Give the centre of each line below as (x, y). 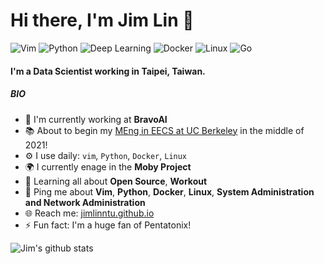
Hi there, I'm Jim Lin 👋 (102, 20)
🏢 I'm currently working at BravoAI (96, 119)
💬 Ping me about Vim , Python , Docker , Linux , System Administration (169, 191)
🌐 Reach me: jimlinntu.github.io (89, 213)
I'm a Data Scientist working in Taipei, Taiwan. (108, 71)
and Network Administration (85, 202)
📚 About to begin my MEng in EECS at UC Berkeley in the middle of (164, 130)
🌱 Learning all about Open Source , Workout (116, 181)
